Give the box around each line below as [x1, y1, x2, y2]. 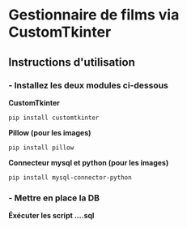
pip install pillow [8, 144, 74, 152]
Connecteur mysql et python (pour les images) [8, 157, 169, 167]
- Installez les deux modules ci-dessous [8, 80, 168, 91]
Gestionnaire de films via [8, 6, 180, 24]
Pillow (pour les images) [8, 127, 91, 137]
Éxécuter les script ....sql [8, 211, 95, 221]
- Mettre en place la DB [8, 192, 100, 204]
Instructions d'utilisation [8, 55, 135, 69]
